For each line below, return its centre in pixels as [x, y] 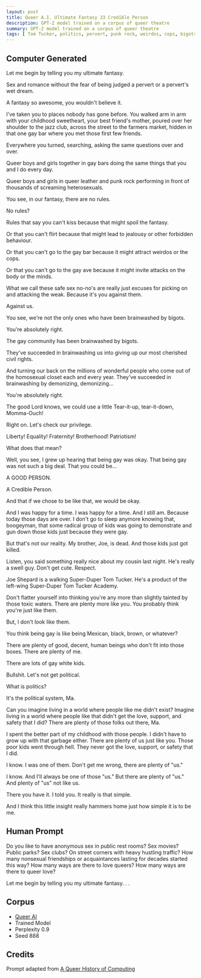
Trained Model [33, 923]
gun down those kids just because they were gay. [67, 532]
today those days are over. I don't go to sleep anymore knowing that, [91, 519]
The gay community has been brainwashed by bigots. [72, 341]
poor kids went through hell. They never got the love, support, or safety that [100, 747]
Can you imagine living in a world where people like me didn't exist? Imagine [100, 709]
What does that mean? [34, 448]
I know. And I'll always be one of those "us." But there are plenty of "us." [95, 776]
